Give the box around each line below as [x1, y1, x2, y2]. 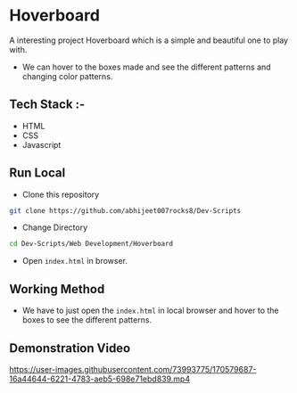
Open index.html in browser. [21, 256, 128, 266]
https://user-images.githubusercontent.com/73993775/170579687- [9, 364, 257, 374]
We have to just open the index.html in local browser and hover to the [21, 305, 279, 316]
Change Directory [21, 222, 88, 233]
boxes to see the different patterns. [21, 315, 153, 325]
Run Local [9, 166, 66, 181]
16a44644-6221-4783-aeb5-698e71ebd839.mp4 [9, 373, 190, 384]
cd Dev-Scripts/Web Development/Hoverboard [9, 240, 174, 249]
